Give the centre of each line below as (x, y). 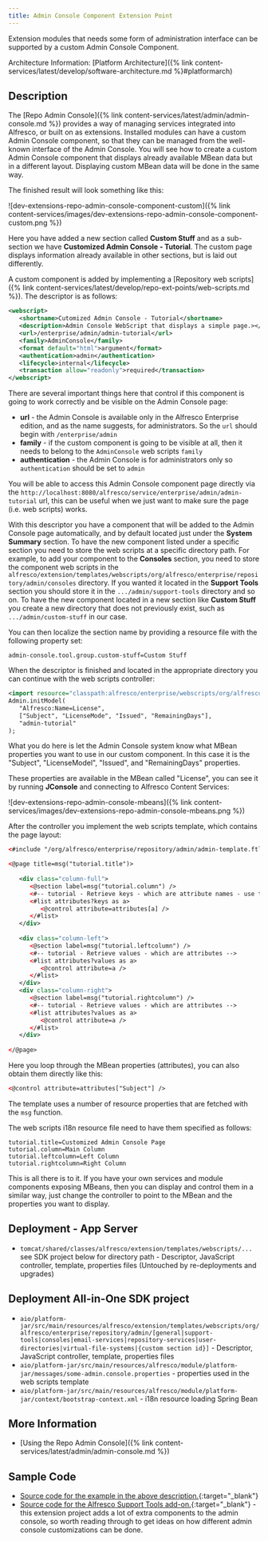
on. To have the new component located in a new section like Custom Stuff (132, 600)
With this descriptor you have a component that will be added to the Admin (131, 525)
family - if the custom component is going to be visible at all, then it (131, 443)
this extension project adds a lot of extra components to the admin (129, 1513)
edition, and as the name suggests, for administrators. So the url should (138, 426)
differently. (26, 264)
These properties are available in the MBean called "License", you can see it (133, 779)
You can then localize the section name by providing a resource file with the (133, 632)
